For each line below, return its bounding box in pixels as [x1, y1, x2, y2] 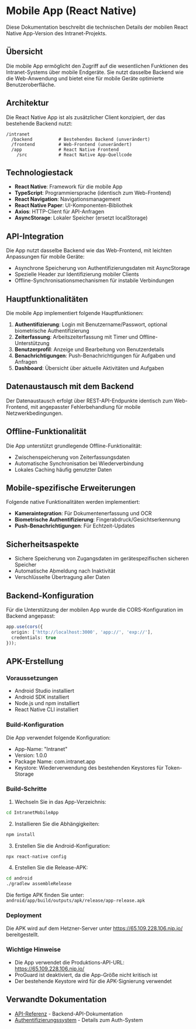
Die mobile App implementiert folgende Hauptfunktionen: [6, 310, 144, 316]
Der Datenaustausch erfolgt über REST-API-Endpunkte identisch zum [6, 397, 173, 404]
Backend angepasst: [6, 612, 56, 620]
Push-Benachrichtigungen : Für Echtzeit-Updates [14, 522, 135, 529]
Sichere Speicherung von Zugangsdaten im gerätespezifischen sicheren [14, 555, 189, 562]
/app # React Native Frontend [11, 147, 119, 153]
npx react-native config [6, 854, 67, 859]
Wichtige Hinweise [6, 946, 61, 954]
